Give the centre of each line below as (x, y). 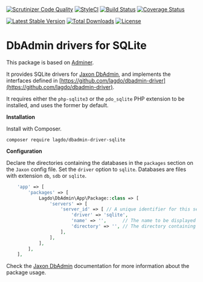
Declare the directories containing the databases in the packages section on (100, 163)
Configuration (24, 151)
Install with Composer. (34, 129)
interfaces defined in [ (34, 80)
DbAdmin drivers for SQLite (76, 46)
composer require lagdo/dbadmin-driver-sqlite (66, 139)
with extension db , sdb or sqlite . (47, 175)
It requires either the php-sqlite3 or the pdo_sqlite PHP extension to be (95, 99)
